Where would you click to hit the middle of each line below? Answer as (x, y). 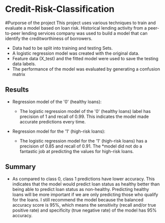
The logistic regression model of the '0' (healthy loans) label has (85, 111)
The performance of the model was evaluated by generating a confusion (86, 69)
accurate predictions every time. (53, 121)
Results (17, 90)
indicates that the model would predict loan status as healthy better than (86, 184)
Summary (21, 167)
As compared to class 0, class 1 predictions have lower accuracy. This (83, 179)
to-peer (13, 33)
